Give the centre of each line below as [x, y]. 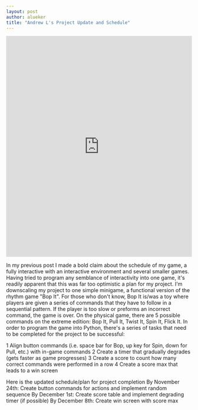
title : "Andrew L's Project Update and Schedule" [68, 22]
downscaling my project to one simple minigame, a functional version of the [98, 290]
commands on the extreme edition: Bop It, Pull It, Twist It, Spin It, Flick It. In [97, 322]
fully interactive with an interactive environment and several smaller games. [98, 272]
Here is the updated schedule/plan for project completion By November [93, 382]
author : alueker [26, 17]
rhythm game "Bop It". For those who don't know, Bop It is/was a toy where [97, 297]
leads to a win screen [32, 371]
